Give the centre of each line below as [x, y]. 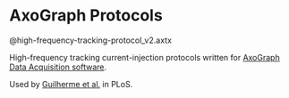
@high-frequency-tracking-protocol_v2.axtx [91, 40]
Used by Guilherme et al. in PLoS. [71, 84]
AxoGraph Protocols [86, 16]
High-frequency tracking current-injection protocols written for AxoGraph [144, 57]
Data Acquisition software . [58, 67]
